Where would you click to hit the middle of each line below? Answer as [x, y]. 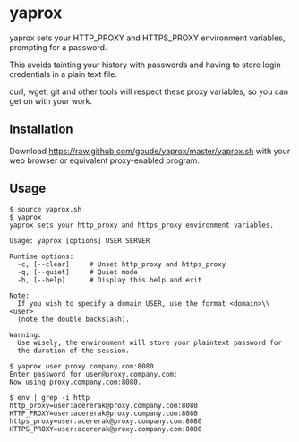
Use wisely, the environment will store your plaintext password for [149, 342]
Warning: [26, 334]
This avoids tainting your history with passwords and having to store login [145, 65]
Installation [41, 130]
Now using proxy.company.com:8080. [76, 382]
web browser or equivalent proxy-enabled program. [104, 160]
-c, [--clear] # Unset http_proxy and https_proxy [122, 264]
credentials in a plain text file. [64, 74]
